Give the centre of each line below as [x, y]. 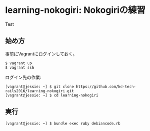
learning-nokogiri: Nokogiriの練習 [75, 10]
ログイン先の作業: [23, 77]
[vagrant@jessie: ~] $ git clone [40, 87]
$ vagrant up [19, 63]
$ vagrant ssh [20, 67]
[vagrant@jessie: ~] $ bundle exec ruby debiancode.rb [63, 123]
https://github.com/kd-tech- [106, 87]
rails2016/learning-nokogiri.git [40, 91]
